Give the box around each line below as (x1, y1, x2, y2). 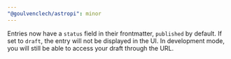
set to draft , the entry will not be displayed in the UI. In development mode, (7, 36, 225, 45)
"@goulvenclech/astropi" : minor (7, 10, 101, 17)
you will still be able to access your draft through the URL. (7, 44, 174, 52)
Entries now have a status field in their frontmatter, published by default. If (7, 29, 223, 37)
